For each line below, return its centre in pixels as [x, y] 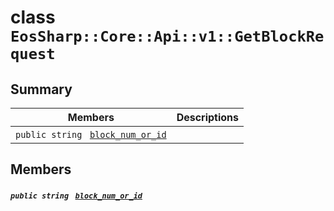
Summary [41, 89]
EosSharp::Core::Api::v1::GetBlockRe [167, 36]
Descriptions [208, 117]
